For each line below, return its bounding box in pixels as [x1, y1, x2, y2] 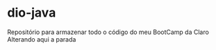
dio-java [7, 5, 56, 21]
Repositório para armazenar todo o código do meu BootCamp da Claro [7, 28, 210, 36]
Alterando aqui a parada [7, 35, 76, 43]
